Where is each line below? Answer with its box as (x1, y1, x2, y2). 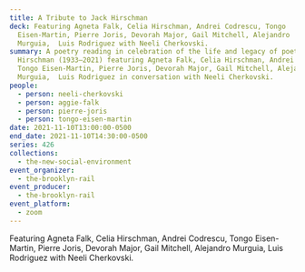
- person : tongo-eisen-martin (17, 115, 132, 124)
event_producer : (9, 183, 71, 192)
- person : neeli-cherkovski (17, 89, 124, 98)
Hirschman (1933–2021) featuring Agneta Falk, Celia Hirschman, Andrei (17, 55, 295, 65)
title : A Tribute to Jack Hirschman (9, 13, 148, 23)
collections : (9, 148, 59, 157)
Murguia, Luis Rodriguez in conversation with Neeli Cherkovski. (17, 73, 274, 82)
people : (9, 81, 39, 90)
